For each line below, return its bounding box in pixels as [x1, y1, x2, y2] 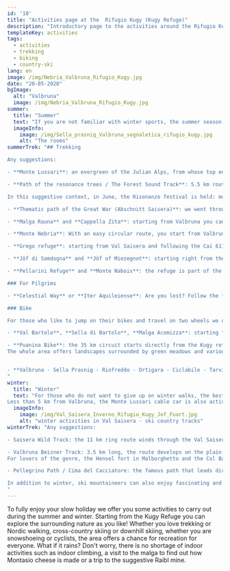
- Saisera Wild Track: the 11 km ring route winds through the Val [7, 436, 204, 443]
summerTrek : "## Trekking [7, 144, 81, 151]
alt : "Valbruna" [13, 93, 60, 100]
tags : [7, 36, 23, 42]
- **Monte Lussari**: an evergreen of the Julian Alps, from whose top [7, 169, 216, 175]
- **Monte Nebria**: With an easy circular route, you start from [7, 230, 201, 237]
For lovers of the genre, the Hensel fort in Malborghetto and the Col [7, 455, 216, 462]
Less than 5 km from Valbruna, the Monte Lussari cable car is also [7, 398, 207, 405]
